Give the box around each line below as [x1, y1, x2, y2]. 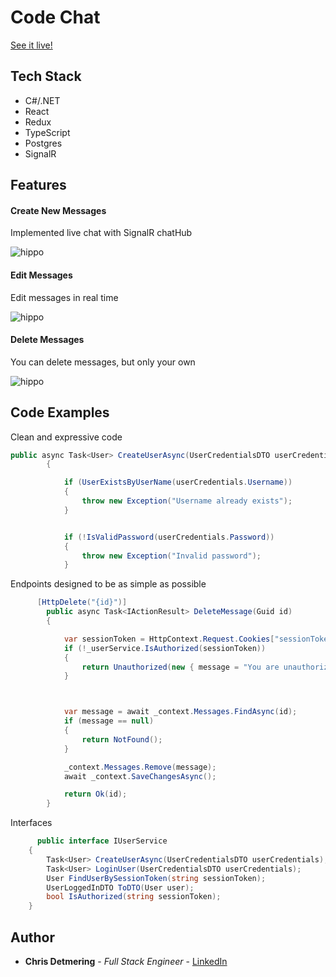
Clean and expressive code [10, 431, 123, 443]
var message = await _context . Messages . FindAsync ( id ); [63, 707, 298, 717]
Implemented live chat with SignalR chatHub [10, 227, 193, 239]
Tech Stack [10, 68, 82, 85]
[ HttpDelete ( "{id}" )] [36, 597, 128, 608]
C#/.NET [24, 94, 61, 106]
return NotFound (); [81, 734, 163, 745]
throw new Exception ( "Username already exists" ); [81, 496, 293, 506]
